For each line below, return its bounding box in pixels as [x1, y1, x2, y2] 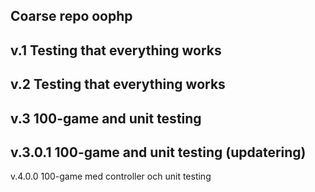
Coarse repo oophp [10, 8, 133, 25]
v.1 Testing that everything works [10, 42, 222, 59]
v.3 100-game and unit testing [10, 110, 202, 127]
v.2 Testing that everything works [10, 76, 226, 93]
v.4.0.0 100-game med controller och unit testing [10, 170, 212, 183]
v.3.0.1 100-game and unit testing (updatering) [10, 144, 307, 161]
